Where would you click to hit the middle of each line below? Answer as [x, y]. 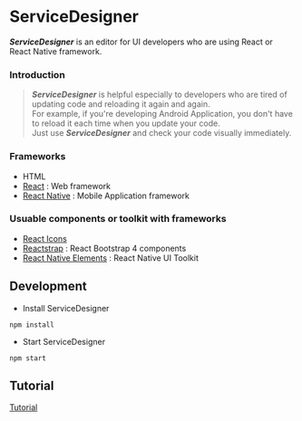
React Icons [45, 238]
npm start [28, 358]
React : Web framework [67, 186]
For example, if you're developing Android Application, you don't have [162, 114]
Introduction [37, 74]
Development [49, 287]
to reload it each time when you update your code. [126, 123]
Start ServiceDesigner [64, 341]
